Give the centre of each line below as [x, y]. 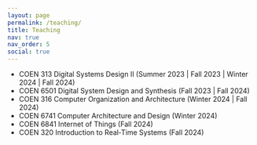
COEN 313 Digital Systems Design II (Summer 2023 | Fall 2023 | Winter [133, 74]
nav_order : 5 [29, 45]
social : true [29, 52]
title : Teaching [34, 30]
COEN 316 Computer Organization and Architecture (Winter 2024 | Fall [133, 99]
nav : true [24, 37]
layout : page [29, 15]
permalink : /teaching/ [44, 23]
